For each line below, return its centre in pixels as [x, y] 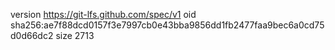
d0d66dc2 [32, 35]
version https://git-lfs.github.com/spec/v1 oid [103, 14]
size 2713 [75, 35]
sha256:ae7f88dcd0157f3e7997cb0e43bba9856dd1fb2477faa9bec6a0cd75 [167, 25]
